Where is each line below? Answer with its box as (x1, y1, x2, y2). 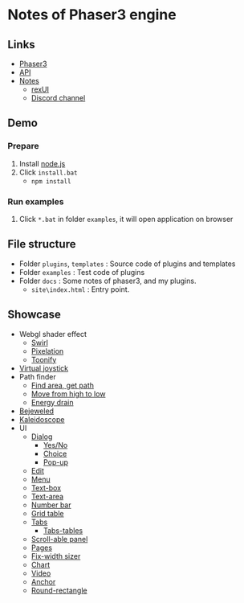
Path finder (18, 371, 57, 381)
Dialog (31, 432, 53, 441)
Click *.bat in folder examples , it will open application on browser (18, 214, 234, 224)
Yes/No (43, 440, 68, 449)
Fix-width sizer (31, 551, 81, 560)
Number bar (31, 500, 71, 510)
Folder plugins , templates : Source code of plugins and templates (18, 259, 236, 269)
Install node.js (18, 158, 66, 168)
